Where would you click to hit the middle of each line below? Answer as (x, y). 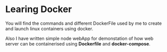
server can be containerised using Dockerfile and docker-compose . (78, 43)
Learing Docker (39, 9)
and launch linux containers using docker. (49, 28)
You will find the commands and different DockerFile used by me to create (84, 23)
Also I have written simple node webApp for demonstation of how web (79, 38)
